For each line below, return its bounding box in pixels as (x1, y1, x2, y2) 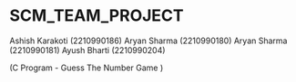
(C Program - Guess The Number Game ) (9, 62, 164, 73)
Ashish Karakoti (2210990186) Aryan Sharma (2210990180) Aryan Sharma (9, 35, 288, 46)
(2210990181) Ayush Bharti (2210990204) (9, 44, 166, 55)
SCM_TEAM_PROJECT (9, 5, 184, 26)
